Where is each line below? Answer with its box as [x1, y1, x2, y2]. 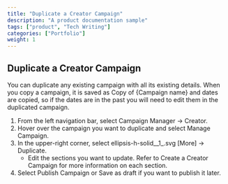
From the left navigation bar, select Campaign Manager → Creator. [17, 116, 208, 125]
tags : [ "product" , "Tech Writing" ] [7, 23, 111, 30]
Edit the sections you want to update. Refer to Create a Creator [27, 153, 209, 162]
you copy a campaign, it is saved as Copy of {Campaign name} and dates [7, 88, 218, 97]
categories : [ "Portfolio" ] [7, 29, 86, 37]
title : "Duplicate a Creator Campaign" [7, 10, 123, 17]
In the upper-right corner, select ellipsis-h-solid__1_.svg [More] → [17, 139, 204, 147]
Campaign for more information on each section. [27, 161, 168, 169]
